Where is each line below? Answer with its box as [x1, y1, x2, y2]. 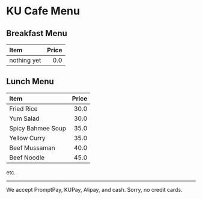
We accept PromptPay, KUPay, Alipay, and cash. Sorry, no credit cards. [6, 186, 183, 193]
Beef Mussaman [9, 143, 55, 152]
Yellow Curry [9, 133, 46, 142]
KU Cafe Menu [6, 4, 80, 18]
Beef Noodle [9, 153, 45, 162]
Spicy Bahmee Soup [9, 124, 67, 132]
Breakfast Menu [6, 28, 67, 38]
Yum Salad [9, 114, 40, 123]
